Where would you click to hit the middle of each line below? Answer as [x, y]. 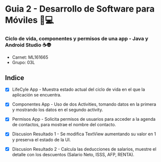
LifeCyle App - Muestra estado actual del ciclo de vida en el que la [79, 89]
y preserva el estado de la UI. [41, 140]
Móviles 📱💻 [30, 20]
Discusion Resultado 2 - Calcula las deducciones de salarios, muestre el [84, 149]
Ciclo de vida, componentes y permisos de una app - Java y [77, 39]
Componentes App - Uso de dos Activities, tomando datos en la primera [84, 104]
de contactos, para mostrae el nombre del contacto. [64, 125]
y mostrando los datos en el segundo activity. [57, 110]
